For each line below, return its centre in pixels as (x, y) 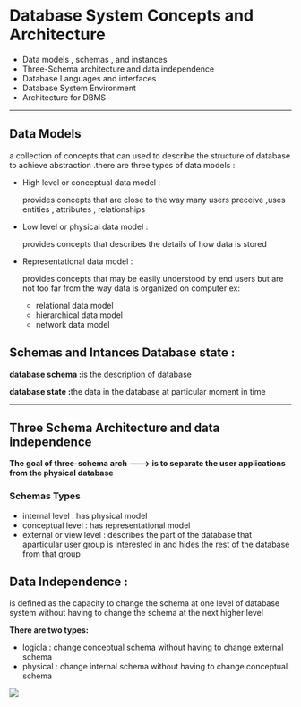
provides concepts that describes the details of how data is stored (144, 243)
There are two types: (49, 630)
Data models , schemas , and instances (95, 59)
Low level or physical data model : (85, 226)
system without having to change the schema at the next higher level (137, 613)
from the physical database (61, 473)
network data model (73, 324)
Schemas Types (45, 496)
